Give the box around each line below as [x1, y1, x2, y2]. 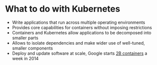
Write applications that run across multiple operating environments [12, 19, 145, 25]
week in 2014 [12, 55, 39, 61]
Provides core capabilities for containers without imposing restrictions [12, 24, 152, 30]
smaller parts [12, 35, 39, 41]
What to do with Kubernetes [5, 3, 120, 15]
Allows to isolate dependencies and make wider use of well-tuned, [12, 40, 145, 46]
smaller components [12, 45, 53, 51]
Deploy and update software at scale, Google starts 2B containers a [12, 50, 148, 56]
